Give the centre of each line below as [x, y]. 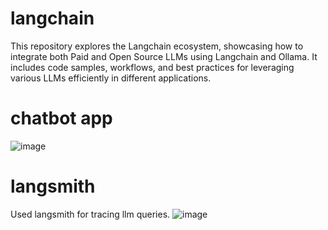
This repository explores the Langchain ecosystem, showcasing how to [157, 46]
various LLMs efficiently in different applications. [111, 78]
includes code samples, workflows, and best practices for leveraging [152, 67]
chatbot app [61, 118]
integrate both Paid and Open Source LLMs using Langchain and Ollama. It [164, 56]
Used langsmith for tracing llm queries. [90, 214]
